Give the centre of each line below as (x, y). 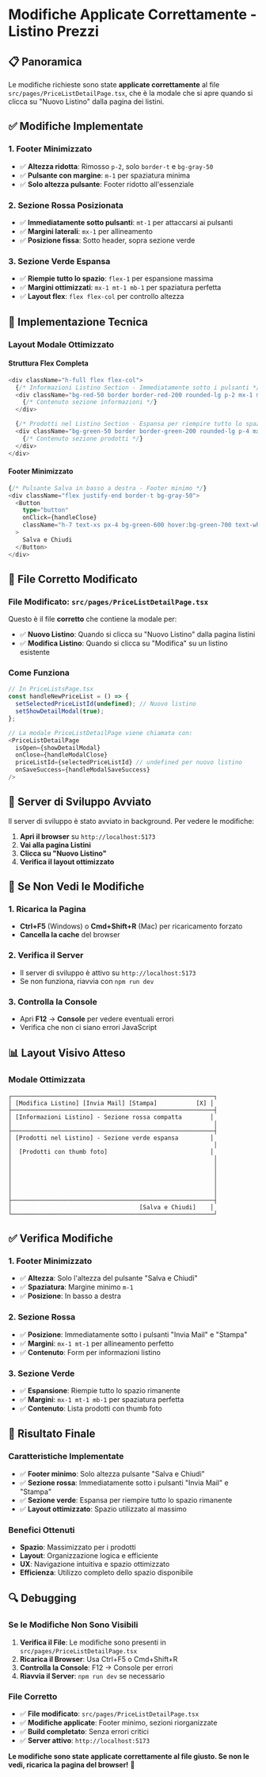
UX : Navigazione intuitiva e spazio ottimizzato (95, 1564)
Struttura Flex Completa (48, 363)
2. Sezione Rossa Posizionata (66, 205)
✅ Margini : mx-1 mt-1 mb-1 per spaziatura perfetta (102, 1400)
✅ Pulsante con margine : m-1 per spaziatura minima (104, 175)
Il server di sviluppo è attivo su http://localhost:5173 (108, 972)
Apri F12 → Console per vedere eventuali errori (97, 1019)
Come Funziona (39, 673)
